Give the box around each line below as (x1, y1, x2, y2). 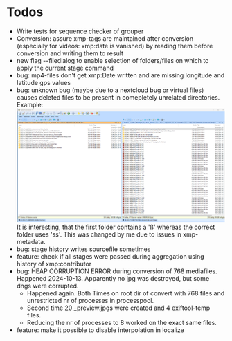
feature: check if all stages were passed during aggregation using (16, 252, 205, 260)
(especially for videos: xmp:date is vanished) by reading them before (16, 42, 213, 50)
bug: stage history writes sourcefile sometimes (16, 245, 151, 253)
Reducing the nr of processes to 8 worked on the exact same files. (26, 318, 217, 326)
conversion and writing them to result (16, 49, 124, 57)
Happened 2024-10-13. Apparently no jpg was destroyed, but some (16, 274, 210, 282)
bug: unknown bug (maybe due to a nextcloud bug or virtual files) (16, 86, 204, 94)
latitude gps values (16, 78, 71, 86)
